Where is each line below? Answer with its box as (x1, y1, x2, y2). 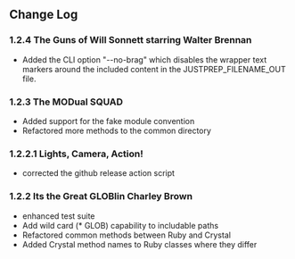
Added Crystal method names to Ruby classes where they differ (21, 238, 258, 249)
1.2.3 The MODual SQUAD (9, 96, 123, 108)
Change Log (9, 7, 78, 22)
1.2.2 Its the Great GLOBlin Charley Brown (9, 190, 193, 203)
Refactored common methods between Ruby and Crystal (21, 230, 232, 240)
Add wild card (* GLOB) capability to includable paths (21, 220, 219, 230)
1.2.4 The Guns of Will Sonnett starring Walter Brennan (9, 34, 252, 46)
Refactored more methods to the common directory (21, 125, 212, 136)
